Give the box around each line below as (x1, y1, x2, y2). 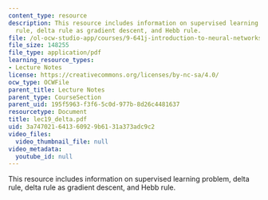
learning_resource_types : (8, 57, 94, 65)
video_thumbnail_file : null (15, 137, 109, 146)
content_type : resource (8, 11, 88, 20)
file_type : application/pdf (8, 49, 102, 57)
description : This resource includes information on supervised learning (8, 19, 259, 27)
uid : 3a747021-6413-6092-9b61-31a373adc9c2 (8, 123, 156, 131)
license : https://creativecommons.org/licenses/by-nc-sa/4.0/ (8, 71, 219, 79)
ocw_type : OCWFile (8, 78, 69, 86)
